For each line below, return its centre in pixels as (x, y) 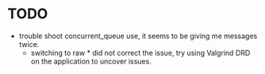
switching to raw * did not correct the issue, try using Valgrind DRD (140, 53)
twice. (29, 44)
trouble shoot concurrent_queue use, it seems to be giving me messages (138, 36)
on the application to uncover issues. (91, 61)
